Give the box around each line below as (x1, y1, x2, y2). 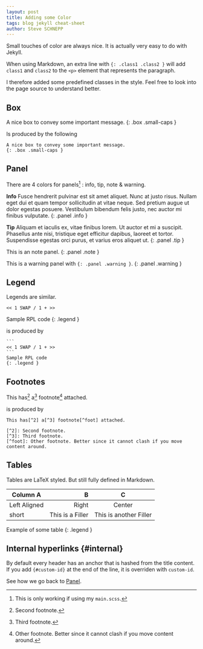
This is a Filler (49, 510, 89, 519)
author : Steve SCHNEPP (6, 25, 63, 32)
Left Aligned (9, 500, 44, 509)
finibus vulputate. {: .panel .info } (6, 212, 88, 219)
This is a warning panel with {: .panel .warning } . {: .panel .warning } (6, 259, 182, 267)
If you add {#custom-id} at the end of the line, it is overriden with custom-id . (6, 566, 195, 573)
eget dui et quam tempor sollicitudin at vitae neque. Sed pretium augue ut (6, 199, 190, 206)
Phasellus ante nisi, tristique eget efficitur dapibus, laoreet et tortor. (6, 230, 174, 237)
